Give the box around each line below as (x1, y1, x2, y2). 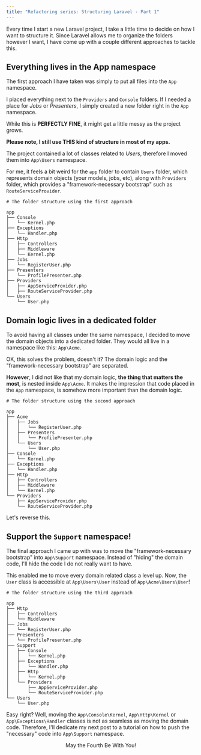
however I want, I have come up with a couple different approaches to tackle (6, 38, 196, 45)
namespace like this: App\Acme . (6, 344, 82, 351)
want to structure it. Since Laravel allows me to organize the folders (6, 31, 173, 39)
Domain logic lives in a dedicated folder (6, 315, 157, 325)
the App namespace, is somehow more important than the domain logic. (6, 386, 183, 394)
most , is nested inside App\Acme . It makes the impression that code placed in (6, 380, 195, 387)
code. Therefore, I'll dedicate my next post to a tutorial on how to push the (6, 724, 190, 731)
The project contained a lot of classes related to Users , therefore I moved (6, 150, 187, 157)
